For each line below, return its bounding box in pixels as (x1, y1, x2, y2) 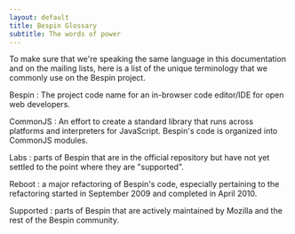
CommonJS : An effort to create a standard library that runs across (9, 116, 254, 127)
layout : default (9, 12, 69, 22)
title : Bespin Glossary (9, 21, 98, 30)
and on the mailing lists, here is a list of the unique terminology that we (9, 63, 268, 74)
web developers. (9, 99, 71, 110)
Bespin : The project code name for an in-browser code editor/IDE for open (9, 90, 284, 100)
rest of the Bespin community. (9, 214, 120, 226)
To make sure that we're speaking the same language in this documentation (9, 54, 287, 65)
